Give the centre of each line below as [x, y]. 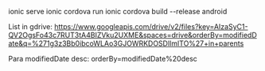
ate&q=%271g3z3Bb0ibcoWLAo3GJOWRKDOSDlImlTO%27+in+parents [126, 43]
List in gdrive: [31, 26]
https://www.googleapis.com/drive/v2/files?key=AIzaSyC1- [151, 26]
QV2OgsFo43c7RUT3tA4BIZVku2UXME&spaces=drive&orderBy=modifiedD [132, 35]
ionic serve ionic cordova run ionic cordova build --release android [118, 11]
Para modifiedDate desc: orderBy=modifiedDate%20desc [103, 59]
